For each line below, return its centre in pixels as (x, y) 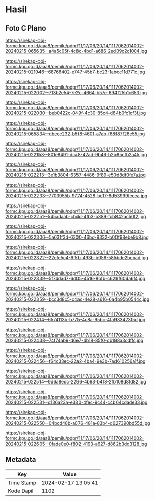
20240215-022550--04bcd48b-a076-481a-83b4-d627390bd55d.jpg (78, 423)
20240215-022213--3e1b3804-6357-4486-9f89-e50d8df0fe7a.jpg (75, 175)
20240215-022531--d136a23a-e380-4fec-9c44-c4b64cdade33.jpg (76, 402)
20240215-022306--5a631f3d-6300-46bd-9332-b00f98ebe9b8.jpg (77, 237)
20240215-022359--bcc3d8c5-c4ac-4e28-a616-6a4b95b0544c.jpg (77, 299)
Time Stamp (22, 483)
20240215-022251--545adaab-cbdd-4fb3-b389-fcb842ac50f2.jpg (76, 216)
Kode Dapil (21, 491)
